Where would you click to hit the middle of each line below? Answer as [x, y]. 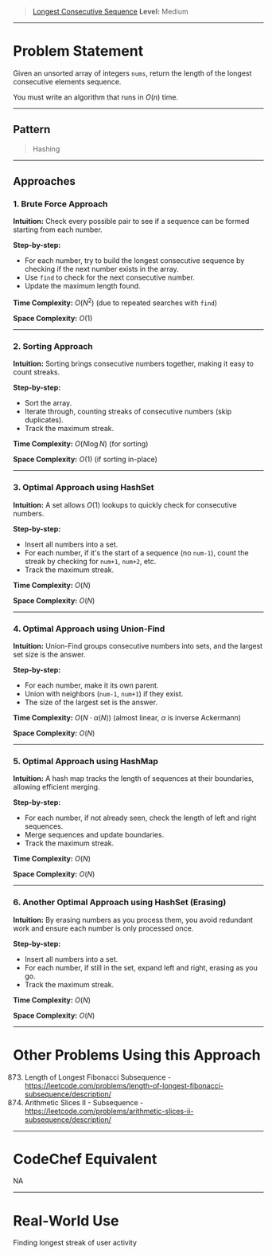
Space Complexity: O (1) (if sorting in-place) [85, 459]
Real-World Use [66, 1220]
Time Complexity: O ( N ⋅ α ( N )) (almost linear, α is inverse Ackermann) [127, 717]
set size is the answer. [49, 654]
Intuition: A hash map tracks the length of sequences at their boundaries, [134, 778]
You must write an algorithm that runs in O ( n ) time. [96, 97]
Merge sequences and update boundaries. [94, 835]
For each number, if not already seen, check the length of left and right [140, 818]
